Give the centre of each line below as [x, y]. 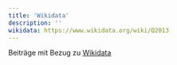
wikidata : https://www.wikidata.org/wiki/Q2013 [89, 30]
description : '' [35, 23]
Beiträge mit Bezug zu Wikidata [60, 53]
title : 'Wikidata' [39, 15]
